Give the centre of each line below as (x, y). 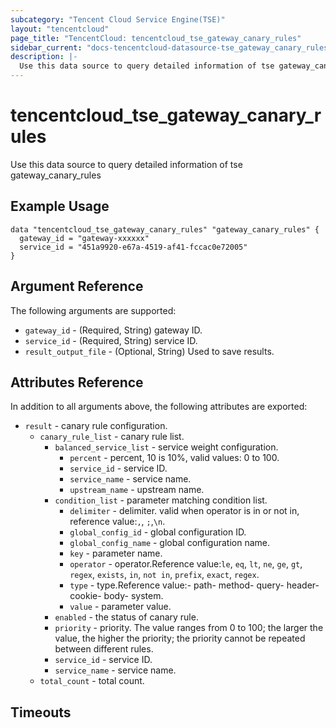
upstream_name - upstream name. (137, 490)
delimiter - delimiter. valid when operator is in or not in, (184, 511)
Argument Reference (77, 286)
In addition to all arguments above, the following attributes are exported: (159, 407)
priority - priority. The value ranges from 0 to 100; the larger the (189, 628)
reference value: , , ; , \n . (117, 522)
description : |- (44, 57)
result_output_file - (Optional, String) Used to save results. (149, 351)
